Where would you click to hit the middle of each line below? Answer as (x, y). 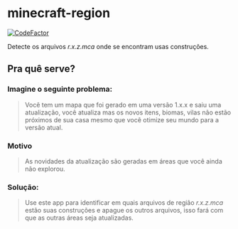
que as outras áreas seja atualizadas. (79, 218)
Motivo (20, 146)
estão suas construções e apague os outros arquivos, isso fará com (124, 211)
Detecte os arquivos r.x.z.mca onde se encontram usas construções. (108, 46)
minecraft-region (59, 13)
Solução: (23, 187)
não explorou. (45, 169)
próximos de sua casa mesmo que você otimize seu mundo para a (121, 119)
